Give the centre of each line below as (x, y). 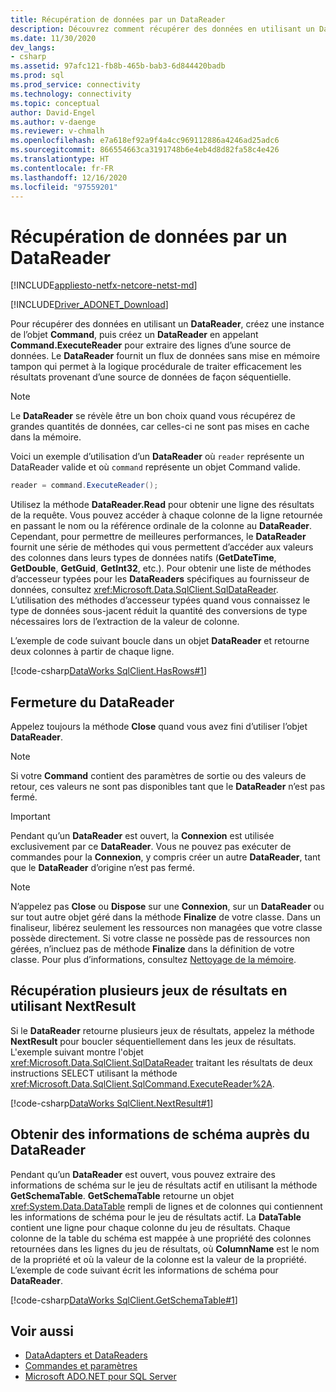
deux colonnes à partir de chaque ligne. (92, 652)
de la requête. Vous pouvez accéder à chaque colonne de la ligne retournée (166, 515)
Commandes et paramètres (81, 1366)
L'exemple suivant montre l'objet (77, 1052)
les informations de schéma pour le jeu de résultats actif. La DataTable (156, 1217)
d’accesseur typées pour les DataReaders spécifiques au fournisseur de (160, 579)
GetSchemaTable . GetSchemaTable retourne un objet (122, 1195)
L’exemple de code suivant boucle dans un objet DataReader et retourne (160, 641)
